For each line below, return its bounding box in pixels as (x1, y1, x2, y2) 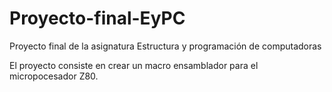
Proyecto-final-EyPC (9, 7, 186, 30)
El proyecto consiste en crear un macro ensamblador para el (9, 59, 259, 71)
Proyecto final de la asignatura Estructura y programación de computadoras (9, 40, 322, 52)
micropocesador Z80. (9, 70, 99, 82)
